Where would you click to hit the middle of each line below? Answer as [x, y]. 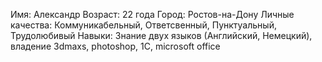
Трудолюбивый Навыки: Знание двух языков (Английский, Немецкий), [161, 35]
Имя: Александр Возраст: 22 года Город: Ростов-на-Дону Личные [152, 14]
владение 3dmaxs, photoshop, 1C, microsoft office [115, 46]
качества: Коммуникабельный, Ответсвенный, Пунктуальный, [143, 25]
